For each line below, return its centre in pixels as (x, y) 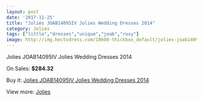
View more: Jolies (28, 92)
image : (14, 40)
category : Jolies (28, 29)
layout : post (23, 12)
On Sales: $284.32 (30, 69)
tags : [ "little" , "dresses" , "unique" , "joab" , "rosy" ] (72, 34)
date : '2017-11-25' (31, 17)
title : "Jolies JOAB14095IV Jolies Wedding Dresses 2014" (81, 23)
